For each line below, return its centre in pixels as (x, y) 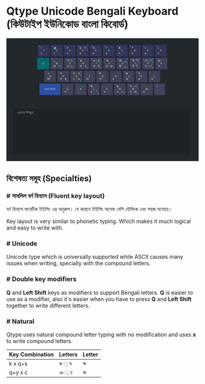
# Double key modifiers (41, 279)
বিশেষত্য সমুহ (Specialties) (49, 178)
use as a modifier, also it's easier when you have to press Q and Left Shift (99, 299)
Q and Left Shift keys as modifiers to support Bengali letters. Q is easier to (100, 292)
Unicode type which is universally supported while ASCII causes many (95, 257)
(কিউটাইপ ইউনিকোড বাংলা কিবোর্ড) (67, 24)
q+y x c (18, 372)
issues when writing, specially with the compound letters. (78, 263)
